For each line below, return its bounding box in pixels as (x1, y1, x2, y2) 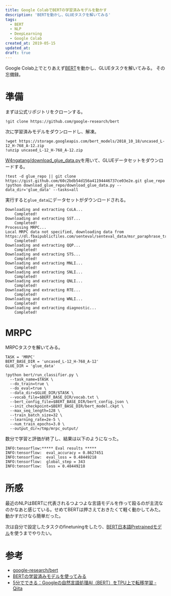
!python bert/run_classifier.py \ (5, 372, 79, 378)
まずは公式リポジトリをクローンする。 (5, 109, 85, 115)
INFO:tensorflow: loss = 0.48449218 (5, 464, 85, 469)
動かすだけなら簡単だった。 (5, 513, 64, 519)
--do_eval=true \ (10, 386, 47, 391)
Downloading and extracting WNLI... (5, 297, 83, 302)
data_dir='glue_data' (5, 187, 51, 193)
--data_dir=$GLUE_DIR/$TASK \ (10, 390, 74, 396)
